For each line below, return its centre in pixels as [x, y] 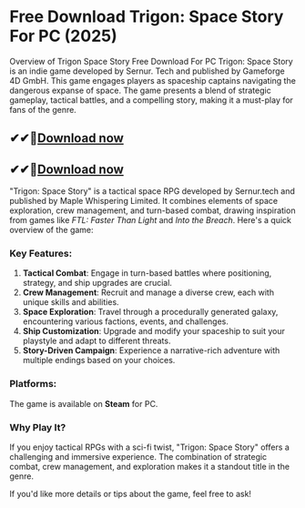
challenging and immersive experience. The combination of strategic [138, 457]
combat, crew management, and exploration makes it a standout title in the [149, 467]
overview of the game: [51, 230]
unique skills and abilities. [71, 302]
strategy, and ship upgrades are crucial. [97, 283]
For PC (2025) [63, 36]
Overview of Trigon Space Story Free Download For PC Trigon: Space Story [151, 61]
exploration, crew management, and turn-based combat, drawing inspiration [152, 210]
